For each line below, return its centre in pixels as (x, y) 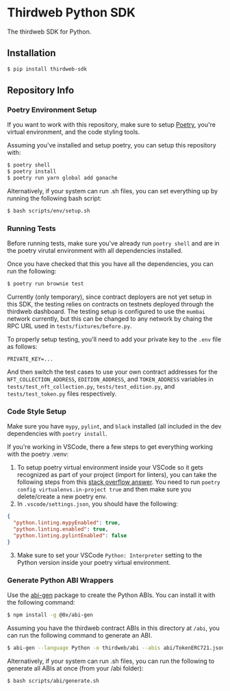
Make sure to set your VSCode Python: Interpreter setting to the (110, 555)
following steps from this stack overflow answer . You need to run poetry (118, 482)
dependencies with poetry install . (57, 434)
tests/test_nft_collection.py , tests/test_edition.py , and (91, 386)
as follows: (22, 346)
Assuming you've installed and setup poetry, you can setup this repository (112, 145)
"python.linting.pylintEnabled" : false (70, 535)
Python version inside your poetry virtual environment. (94, 562)
